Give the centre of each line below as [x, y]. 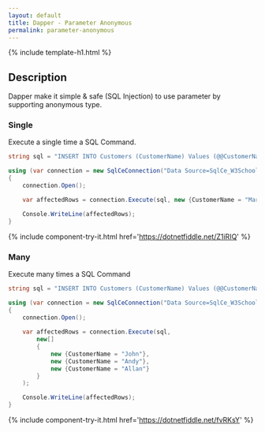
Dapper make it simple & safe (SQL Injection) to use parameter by [114, 96]
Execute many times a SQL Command [69, 274]
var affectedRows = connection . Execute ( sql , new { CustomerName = [132, 199]
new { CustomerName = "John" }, [100, 354]
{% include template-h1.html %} [60, 53]
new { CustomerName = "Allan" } [100, 369]
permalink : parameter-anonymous [61, 30]
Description [37, 77]
